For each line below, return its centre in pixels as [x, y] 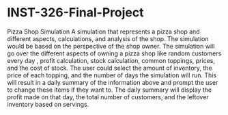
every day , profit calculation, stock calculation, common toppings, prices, [111, 60]
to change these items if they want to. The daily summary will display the [110, 90]
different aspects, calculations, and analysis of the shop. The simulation [108, 38]
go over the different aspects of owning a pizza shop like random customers [114, 53]
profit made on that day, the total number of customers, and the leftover [108, 97]
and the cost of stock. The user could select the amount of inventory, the [110, 68]
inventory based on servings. [48, 104]
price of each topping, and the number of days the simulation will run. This [112, 75]
